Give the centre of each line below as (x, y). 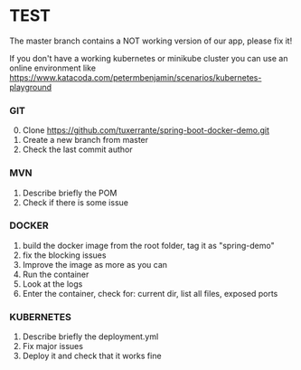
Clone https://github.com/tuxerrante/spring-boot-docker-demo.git (146, 130)
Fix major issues (53, 346)
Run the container (56, 274)
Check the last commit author (77, 149)
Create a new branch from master (85, 140)
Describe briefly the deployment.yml (90, 337)
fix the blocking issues (64, 255)
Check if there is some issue (75, 202)
